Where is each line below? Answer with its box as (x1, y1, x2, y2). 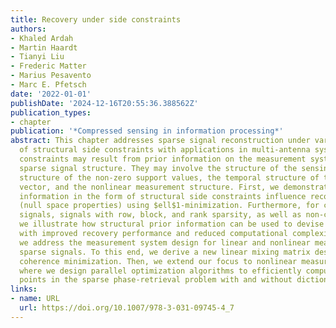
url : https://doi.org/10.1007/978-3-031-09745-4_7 (19, 303, 235, 313)
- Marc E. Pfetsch (10, 80, 87, 90)
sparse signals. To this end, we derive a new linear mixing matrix (19, 247, 311, 257)
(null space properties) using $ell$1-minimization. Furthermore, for (19, 201, 320, 211)
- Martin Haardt (10, 42, 78, 53)
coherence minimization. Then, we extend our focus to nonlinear (19, 256, 298, 266)
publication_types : (10, 107, 92, 118)
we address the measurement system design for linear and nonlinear (19, 237, 311, 248)
